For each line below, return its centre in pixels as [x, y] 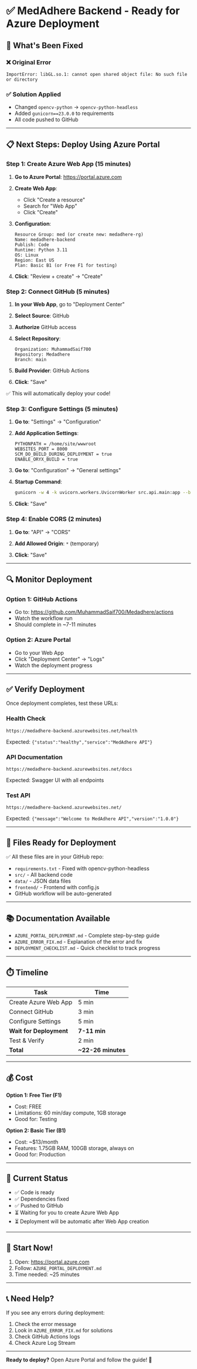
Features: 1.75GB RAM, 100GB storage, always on [74, 1148]
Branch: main [30, 360]
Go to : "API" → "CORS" [43, 532]
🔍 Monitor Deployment [49, 580]
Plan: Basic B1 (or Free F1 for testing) [66, 265]
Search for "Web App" [50, 206]
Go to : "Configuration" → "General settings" [68, 470]
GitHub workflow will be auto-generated [63, 894]
